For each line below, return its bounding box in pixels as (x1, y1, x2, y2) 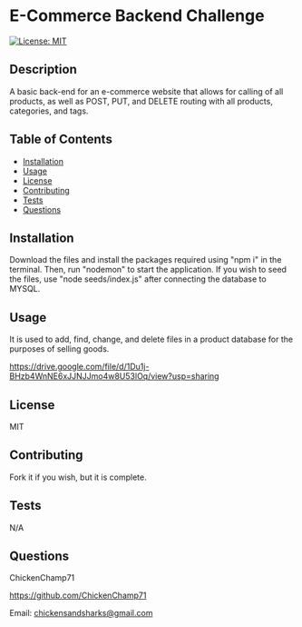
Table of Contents (9, 132, 113, 147)
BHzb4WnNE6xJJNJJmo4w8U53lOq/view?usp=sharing (9, 371, 219, 382)
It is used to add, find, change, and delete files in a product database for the (9, 333, 293, 345)
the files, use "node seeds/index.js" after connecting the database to (9, 274, 267, 284)
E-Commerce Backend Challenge (9, 5, 265, 26)
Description (9, 62, 77, 77)
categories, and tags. (9, 105, 89, 116)
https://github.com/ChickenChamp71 (9, 590, 147, 601)
